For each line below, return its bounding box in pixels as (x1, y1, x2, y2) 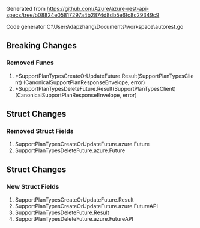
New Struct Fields (6, 182, 59, 191)
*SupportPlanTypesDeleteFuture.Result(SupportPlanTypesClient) (14, 85, 176, 92)
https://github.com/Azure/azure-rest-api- (47, 5, 149, 12)
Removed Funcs (6, 58, 54, 67)
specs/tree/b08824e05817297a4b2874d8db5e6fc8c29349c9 (6, 11, 160, 19)
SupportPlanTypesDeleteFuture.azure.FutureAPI (14, 215, 134, 223)
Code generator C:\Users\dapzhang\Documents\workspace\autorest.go (6, 23, 184, 30)
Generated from (6, 5, 46, 12)
